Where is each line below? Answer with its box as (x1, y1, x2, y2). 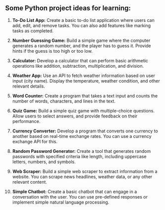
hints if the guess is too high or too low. (12, 48, 93, 54)
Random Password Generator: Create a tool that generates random (12, 148, 151, 154)
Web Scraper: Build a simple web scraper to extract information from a (12, 168, 158, 174)
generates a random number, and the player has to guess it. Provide (12, 42, 151, 49)
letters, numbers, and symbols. (12, 159, 76, 165)
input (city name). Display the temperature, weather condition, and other (12, 78, 160, 84)
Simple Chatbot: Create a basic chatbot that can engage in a (12, 189, 137, 195)
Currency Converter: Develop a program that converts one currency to (12, 128, 159, 134)
